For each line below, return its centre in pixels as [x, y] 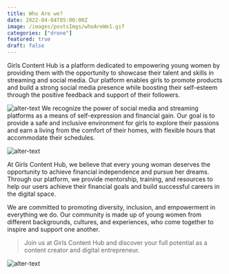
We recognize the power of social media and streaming [120, 108]
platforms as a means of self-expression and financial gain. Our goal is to [111, 116]
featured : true [29, 39]
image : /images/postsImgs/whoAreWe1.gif [66, 26]
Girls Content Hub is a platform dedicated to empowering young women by [114, 65]
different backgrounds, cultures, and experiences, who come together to [110, 222]
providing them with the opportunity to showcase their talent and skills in [110, 73]
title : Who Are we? [35, 13]
